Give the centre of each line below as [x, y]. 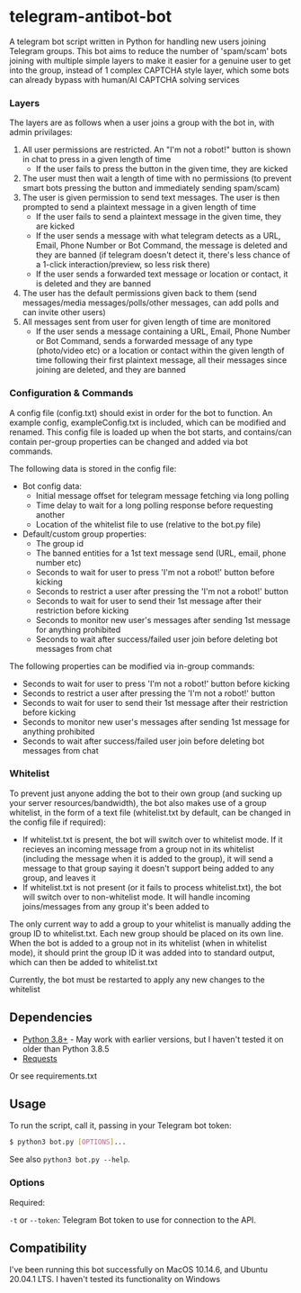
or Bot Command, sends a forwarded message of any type [144, 341]
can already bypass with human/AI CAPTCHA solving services [124, 79]
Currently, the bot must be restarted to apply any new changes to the [137, 980]
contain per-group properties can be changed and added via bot [129, 441]
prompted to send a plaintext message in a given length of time [139, 207]
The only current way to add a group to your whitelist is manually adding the [150, 924]
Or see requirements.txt [53, 1076]
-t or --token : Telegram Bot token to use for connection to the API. [133, 1220]
